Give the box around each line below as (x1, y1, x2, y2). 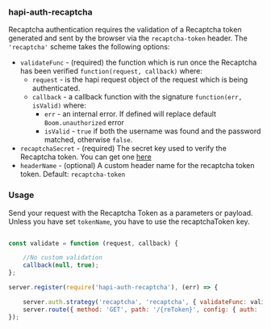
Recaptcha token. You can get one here (19, 152, 152, 162)
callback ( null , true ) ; (23, 261, 99, 269)
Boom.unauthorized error (44, 118, 125, 128)
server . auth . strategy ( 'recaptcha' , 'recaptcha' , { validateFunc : (23, 297, 248, 306)
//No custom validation (23, 254, 103, 262)
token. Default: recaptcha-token (19, 169, 126, 179)
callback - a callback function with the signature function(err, (31, 92, 243, 102)
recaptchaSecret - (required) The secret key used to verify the (19, 144, 227, 154)
